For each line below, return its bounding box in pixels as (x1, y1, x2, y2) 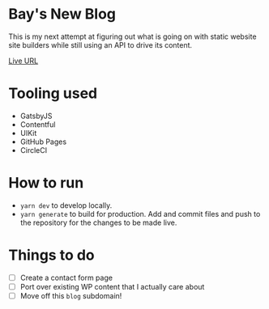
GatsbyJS (19, 111, 53, 121)
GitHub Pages (19, 137, 67, 146)
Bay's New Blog (8, 5, 116, 23)
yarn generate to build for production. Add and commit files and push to (19, 209, 261, 218)
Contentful (19, 119, 56, 129)
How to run (8, 174, 84, 193)
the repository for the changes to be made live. (19, 218, 177, 227)
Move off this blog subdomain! (19, 290, 122, 300)
